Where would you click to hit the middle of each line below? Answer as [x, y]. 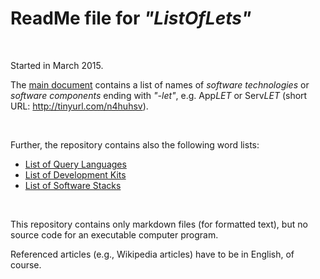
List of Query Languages [75, 164]
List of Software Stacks [73, 185]
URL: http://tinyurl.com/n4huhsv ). [79, 106]
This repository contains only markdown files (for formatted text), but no [159, 224]
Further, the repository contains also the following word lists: [135, 144]
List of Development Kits [75, 174]
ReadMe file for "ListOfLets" [131, 18]
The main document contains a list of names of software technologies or [160, 84]
